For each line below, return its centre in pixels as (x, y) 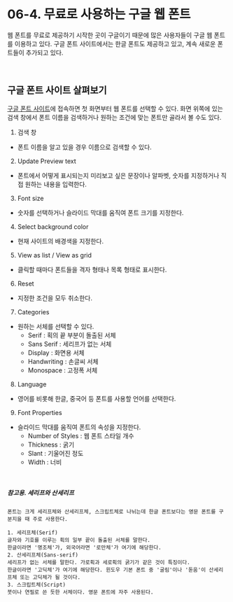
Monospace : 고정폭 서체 (63, 370)
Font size (30, 198)
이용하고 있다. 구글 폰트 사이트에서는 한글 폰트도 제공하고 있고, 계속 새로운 (115, 43)
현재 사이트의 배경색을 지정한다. (60, 241)
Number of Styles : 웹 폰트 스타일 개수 (81, 435)
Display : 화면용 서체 (56, 352)
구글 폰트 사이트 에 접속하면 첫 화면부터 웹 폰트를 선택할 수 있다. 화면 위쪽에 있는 (115, 108)
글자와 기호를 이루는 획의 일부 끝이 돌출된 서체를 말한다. (79, 540)
